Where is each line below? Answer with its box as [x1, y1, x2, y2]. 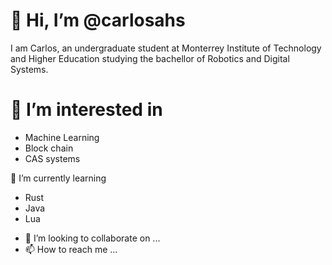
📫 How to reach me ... [24, 243, 118, 255]
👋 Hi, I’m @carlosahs [10, 9, 186, 32]
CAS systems [24, 152, 81, 164]
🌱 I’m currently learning [10, 172, 107, 184]
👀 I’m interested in [10, 99, 163, 121]
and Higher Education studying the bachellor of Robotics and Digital [10, 52, 290, 64]
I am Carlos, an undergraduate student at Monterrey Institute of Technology [10, 42, 322, 54]
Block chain [24, 142, 74, 154]
